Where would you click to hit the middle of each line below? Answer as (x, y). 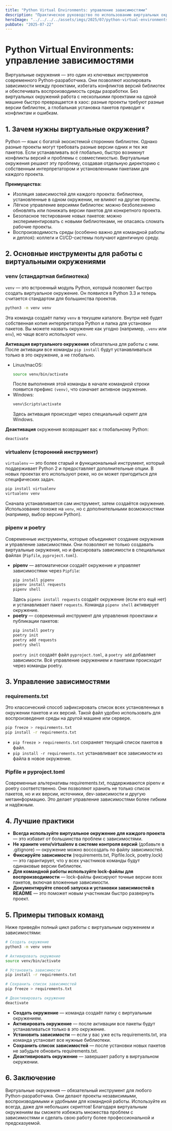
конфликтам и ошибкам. (32, 113)
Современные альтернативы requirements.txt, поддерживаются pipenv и (85, 783)
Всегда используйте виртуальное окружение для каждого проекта (89, 834)
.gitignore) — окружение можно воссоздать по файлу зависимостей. (88, 850)
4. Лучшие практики (40, 821)
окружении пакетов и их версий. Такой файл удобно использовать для (83, 713)
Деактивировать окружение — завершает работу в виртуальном (85, 1056)
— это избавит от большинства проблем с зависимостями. (78, 839)
